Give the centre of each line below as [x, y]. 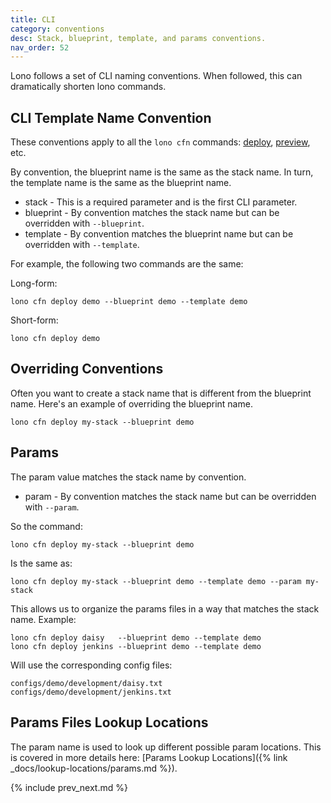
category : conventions [57, 29]
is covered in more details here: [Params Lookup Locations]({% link [149, 757]
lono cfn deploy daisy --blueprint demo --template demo [136, 637]
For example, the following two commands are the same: [127, 264]
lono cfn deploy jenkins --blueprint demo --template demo [136, 646]
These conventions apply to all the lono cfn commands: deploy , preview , [160, 142]
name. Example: [43, 619]
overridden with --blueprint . [84, 223]
